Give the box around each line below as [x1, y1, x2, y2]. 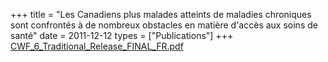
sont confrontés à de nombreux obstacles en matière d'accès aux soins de [10, 19, 318, 31]
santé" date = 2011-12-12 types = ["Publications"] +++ [10, 30, 234, 41]
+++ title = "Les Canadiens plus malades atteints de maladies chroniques [10, 9, 312, 20]
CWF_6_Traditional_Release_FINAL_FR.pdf [10, 40, 184, 52]
